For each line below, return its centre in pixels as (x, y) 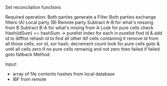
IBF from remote (30, 79)
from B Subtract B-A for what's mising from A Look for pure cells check (79, 28)
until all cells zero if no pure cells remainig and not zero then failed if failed (82, 49)
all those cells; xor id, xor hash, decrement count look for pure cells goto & (82, 44)
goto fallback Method (27, 54)
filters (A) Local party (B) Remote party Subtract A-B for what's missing (79, 22)
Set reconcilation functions (33, 7)
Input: (11, 64)
